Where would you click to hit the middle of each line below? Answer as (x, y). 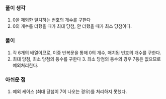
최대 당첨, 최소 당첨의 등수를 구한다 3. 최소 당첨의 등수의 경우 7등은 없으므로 (87, 59)
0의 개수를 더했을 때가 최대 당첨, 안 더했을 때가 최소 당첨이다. (72, 26)
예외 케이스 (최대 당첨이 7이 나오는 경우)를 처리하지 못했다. (70, 91)
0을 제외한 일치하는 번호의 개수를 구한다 (52, 20)
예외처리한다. (25, 65)
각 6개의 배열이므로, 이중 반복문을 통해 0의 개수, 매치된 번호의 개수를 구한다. (87, 53)
